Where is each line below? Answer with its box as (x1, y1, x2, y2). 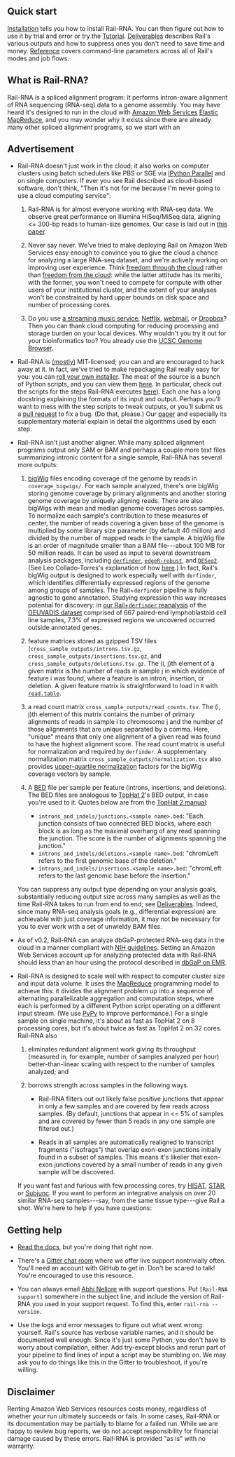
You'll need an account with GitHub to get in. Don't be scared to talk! (17, 1264, 215, 1273)
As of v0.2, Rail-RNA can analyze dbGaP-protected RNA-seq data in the (17, 936, 225, 944)
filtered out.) (38, 1124, 75, 1133)
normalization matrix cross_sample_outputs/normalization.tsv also (27, 755, 222, 763)
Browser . (27, 344, 54, 353)
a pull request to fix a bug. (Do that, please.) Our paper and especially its (17, 410, 227, 418)
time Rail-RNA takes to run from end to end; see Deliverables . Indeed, (17, 900, 218, 908)
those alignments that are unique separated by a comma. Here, (27, 725, 210, 734)
